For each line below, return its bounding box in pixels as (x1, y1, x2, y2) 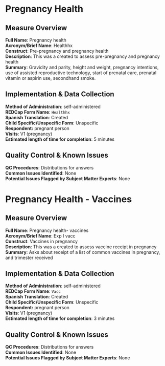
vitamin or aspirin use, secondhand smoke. (5, 75, 96, 81)
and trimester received (5, 254, 53, 261)
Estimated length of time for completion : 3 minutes (5, 315, 115, 321)
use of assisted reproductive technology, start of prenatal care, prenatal (5, 70, 157, 76)
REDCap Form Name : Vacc (5, 288, 61, 294)
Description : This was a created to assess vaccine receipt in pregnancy (5, 244, 157, 250)
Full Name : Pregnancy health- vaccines (5, 227, 89, 233)
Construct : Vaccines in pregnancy (5, 238, 78, 244)
